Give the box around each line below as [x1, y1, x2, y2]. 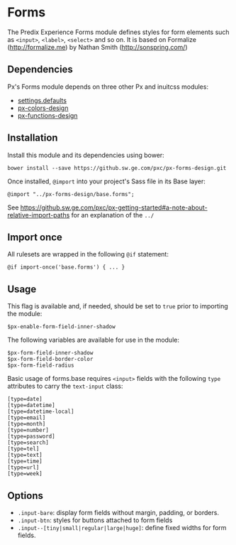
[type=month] [7, 421, 46, 428]
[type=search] [7, 439, 50, 446]
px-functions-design [17, 111, 78, 119]
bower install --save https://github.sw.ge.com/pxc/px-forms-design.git [7, 164, 227, 171]
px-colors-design [17, 104, 69, 112]
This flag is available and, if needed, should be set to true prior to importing [7, 302, 228, 311]
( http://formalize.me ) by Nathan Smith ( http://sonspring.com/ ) [7, 43, 188, 51]
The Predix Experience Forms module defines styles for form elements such [7, 28, 230, 36]
